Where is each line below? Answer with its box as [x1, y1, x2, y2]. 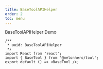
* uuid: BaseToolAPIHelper [7, 43, 62, 48]
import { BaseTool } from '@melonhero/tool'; [5, 55, 99, 60]
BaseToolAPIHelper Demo [5, 29, 57, 35]
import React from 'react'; [5, 51, 62, 56]
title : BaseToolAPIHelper [5, 7, 57, 12]
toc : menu [5, 16, 25, 21]
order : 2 [5, 12, 23, 16]
